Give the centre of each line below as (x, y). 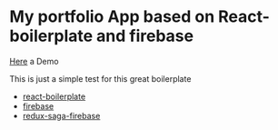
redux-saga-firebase (61, 115)
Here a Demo (34, 61)
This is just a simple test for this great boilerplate (100, 78)
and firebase (145, 36)
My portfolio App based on (112, 17)
